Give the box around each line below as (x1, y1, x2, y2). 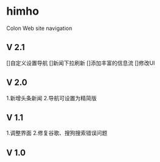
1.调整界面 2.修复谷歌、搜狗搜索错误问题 (6, 130, 108, 137)
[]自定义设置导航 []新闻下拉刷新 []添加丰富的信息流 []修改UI (6, 59, 155, 67)
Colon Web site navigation (6, 24, 72, 32)
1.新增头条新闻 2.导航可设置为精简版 (6, 94, 97, 101)
